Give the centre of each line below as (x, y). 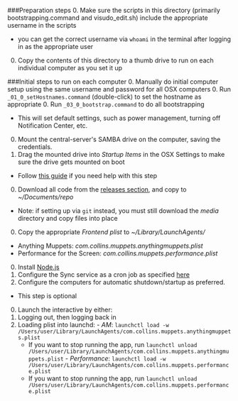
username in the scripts (42, 25)
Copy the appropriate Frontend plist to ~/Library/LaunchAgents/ (111, 232)
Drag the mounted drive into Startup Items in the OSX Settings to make (121, 154)
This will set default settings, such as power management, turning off (119, 118)
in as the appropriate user (55, 46)
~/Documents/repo (45, 197)
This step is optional (47, 296)
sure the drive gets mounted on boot (71, 162)
